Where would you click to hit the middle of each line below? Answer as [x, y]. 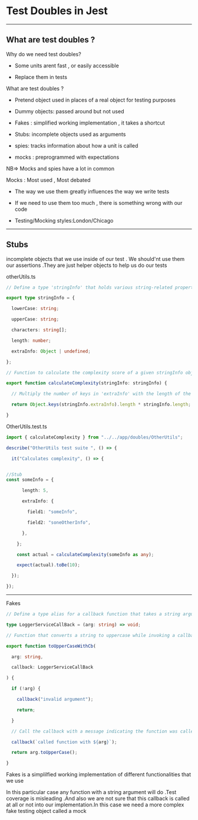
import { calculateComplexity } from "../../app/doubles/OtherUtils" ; [95, 437]
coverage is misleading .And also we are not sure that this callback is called [98, 799]
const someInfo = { [30, 480]
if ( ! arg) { [26, 689]
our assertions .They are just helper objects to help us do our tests [87, 265]
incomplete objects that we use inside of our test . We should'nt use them [95, 259]
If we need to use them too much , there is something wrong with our [98, 202]
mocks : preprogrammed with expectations [67, 157]
